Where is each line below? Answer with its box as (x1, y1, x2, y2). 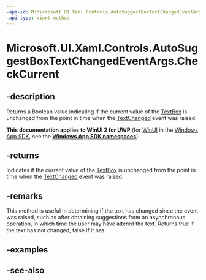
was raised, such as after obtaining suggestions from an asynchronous (6, 214, 186, 221)
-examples (6, 244, 48, 255)
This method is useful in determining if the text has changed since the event (6, 207, 199, 214)
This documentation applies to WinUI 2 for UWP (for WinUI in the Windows (6, 126, 198, 134)
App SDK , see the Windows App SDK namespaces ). (6, 132, 140, 140)
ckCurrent (6, 67, 59, 81)
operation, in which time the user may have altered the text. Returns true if (6, 220, 194, 227)
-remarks (6, 191, 43, 201)
